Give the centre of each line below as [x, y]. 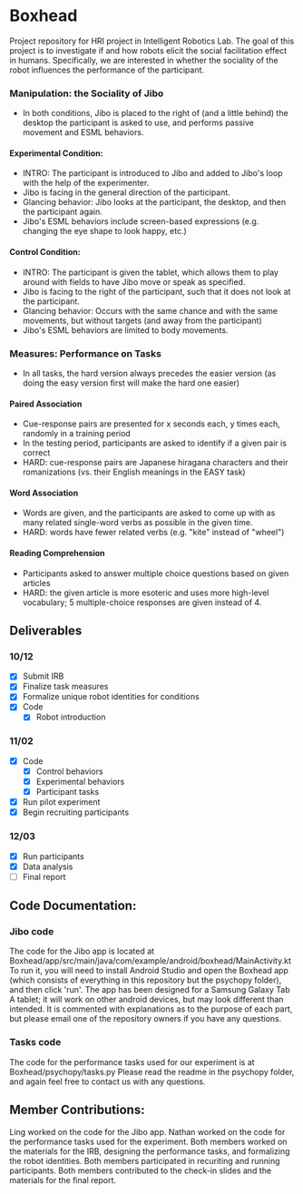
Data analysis [48, 866]
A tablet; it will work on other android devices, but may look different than [147, 1000]
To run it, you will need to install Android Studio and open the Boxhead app [149, 971]
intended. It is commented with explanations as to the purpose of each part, [151, 1009]
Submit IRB [43, 676]
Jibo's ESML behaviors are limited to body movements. [125, 330]
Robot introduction [71, 717]
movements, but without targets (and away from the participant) [142, 320]
